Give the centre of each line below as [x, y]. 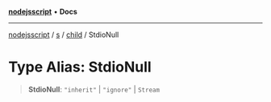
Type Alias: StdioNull [80, 67]
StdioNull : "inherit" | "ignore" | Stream [94, 89]
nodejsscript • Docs [43, 12]
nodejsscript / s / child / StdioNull [64, 35]
